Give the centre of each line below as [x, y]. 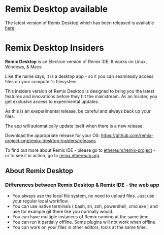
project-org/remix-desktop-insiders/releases [50, 140]
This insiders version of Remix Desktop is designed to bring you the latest [80, 91]
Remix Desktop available [56, 9]
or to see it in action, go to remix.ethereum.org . [53, 155]
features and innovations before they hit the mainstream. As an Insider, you [81, 96]
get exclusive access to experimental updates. [52, 101]
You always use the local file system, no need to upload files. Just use [83, 196]
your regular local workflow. [40, 201]
